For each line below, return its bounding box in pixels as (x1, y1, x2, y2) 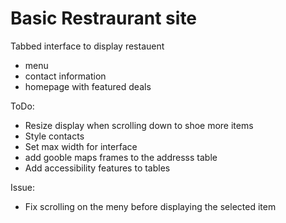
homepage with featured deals (24, 80, 152, 92)
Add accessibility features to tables (24, 162, 171, 174)
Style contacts (24, 130, 85, 142)
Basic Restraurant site (10, 7, 198, 30)
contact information (24, 70, 107, 82)
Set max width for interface (24, 140, 138, 152)
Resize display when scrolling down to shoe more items (24, 119, 254, 131)
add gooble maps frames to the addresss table (24, 151, 218, 163)
